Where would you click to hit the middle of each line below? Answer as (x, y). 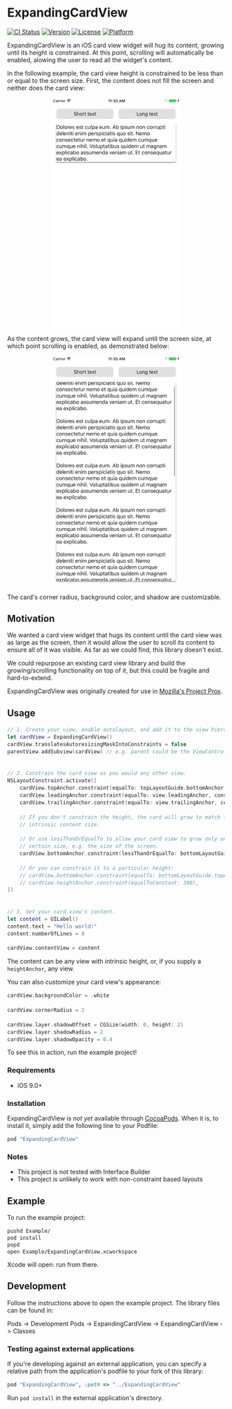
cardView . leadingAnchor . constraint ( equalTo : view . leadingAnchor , (116, 795)
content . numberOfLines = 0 (46, 933)
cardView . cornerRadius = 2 (46, 1010)
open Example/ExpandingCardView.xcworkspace (72, 1252)
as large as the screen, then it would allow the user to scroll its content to (111, 643)
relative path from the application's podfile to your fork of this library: (105, 1371)
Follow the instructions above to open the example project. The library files (114, 1303)
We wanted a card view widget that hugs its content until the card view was (115, 635)
